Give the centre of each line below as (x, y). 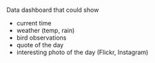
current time (34, 23)
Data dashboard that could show (53, 10)
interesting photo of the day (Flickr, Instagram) (82, 52)
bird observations (41, 38)
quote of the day (40, 45)
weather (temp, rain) (45, 30)
